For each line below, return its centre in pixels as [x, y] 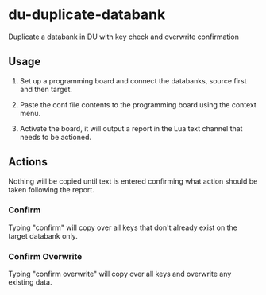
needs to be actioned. [56, 137]
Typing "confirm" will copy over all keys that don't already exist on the [123, 227]
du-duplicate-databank [87, 15]
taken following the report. [52, 189]
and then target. [46, 89]
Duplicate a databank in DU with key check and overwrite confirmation [124, 37]
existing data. [31, 282]
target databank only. [43, 235]
